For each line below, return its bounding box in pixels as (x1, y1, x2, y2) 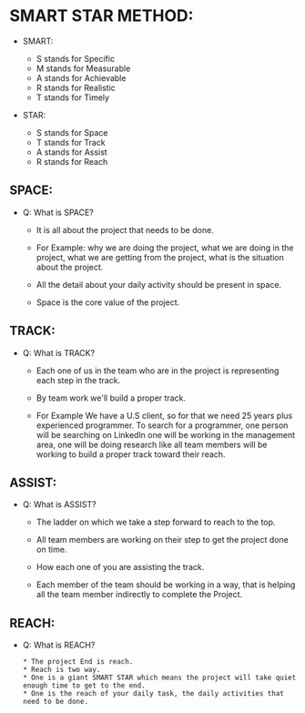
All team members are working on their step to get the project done (36, 535, 289, 545)
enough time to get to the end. (22, 681, 146, 690)
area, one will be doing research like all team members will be (36, 439, 268, 450)
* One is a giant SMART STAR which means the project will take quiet (22, 673, 297, 683)
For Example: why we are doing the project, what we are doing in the (36, 242, 294, 253)
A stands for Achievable (36, 72, 127, 83)
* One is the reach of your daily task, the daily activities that (22, 689, 284, 698)
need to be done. (22, 698, 89, 707)
